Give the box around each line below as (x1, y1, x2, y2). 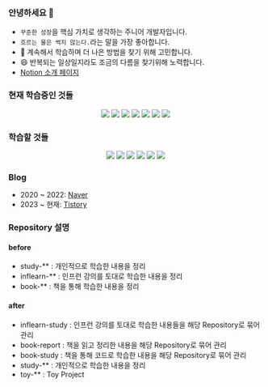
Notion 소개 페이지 (19, 67, 79, 78)
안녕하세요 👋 (8, 6, 54, 18)
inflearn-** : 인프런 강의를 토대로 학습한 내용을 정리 (19, 271, 183, 281)
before (8, 242, 31, 252)
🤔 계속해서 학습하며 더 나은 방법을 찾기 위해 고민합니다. (19, 47, 193, 57)
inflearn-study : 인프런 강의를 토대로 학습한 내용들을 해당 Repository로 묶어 (19, 320, 261, 330)
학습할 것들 (8, 131, 49, 142)
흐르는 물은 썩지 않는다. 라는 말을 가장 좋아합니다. (19, 37, 170, 47)
